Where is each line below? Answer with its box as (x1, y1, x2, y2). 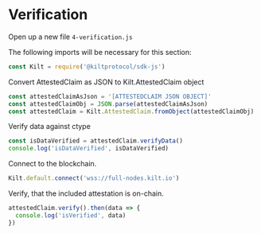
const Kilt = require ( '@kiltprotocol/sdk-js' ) (8, 62, 166, 71)
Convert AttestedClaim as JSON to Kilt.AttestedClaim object (8, 77, 205, 87)
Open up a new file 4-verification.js (8, 32, 133, 41)
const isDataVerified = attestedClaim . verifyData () (8, 137, 183, 145)
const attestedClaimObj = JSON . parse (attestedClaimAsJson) (8, 99, 208, 108)
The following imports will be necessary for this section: (8, 47, 192, 57)
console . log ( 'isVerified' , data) (15, 211, 127, 220)
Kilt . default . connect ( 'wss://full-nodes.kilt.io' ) (8, 174, 180, 182)
